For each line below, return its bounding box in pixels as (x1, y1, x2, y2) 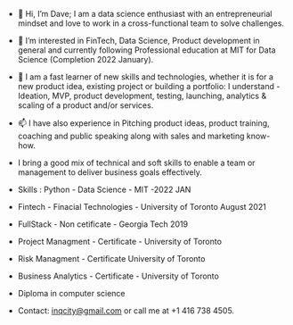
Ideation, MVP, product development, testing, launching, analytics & (17, 90, 267, 101)
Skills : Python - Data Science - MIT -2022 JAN (17, 184, 191, 195)
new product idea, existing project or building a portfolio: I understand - (17, 81, 281, 91)
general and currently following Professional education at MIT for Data (17, 45, 276, 55)
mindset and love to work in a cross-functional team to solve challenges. (17, 18, 285, 29)
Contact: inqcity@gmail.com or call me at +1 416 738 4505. (17, 305, 234, 316)
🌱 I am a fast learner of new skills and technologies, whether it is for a (17, 71, 274, 82)
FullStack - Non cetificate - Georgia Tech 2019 (17, 219, 189, 229)
